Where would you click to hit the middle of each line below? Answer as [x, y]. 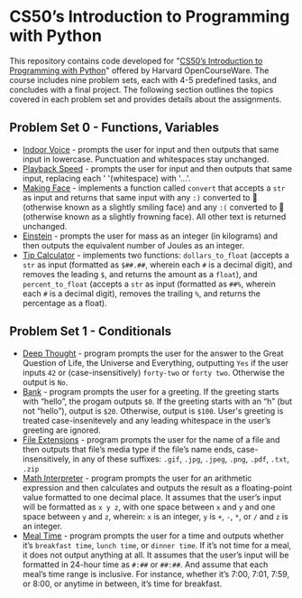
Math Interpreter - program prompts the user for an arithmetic [137, 478]
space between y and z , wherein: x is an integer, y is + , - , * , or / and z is [155, 516]
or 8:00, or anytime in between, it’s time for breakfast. [122, 584]
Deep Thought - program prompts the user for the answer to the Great [153, 353]
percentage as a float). [64, 303]
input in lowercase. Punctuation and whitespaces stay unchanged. [146, 159]
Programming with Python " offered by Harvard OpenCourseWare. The [139, 70]
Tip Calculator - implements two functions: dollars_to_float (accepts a [156, 255]
